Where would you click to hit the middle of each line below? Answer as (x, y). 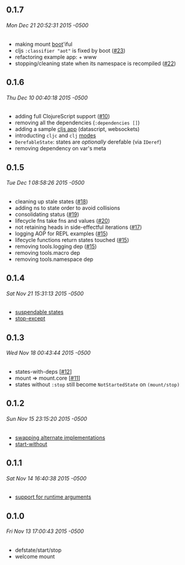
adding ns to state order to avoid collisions (67, 208)
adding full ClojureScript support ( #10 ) (62, 117)
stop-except (30, 319)
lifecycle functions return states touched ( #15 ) (72, 240)
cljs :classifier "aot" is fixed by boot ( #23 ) (70, 50)
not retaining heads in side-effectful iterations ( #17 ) (78, 227)
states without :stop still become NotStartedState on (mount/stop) (97, 384)
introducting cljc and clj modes (55, 136)
